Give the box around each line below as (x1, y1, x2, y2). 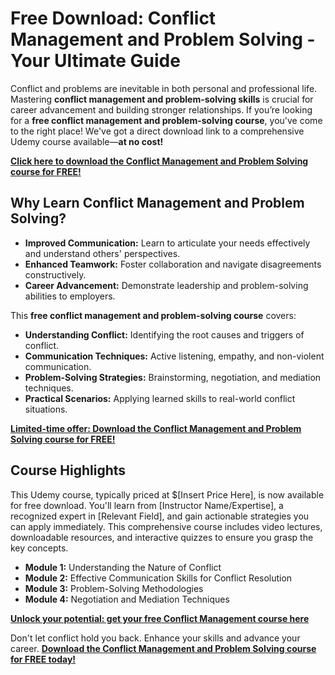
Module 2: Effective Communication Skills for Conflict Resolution (24, 572, 293, 584)
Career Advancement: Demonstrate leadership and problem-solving (24, 279, 309, 291)
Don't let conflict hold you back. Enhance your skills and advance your (10, 632, 301, 644)
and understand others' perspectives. (24, 247, 181, 259)
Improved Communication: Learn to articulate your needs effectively (24, 237, 311, 249)
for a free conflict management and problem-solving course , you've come (10, 114, 323, 126)
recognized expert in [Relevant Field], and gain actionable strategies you (10, 510, 310, 522)
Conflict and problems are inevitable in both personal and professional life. (10, 82, 318, 94)
